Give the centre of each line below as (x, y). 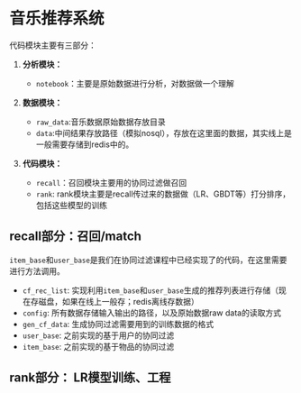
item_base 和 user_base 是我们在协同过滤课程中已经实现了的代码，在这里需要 (148, 260)
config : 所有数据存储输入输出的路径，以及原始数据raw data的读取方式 (152, 313)
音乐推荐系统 (57, 18)
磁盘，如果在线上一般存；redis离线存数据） (119, 301)
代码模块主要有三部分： (53, 45)
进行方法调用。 (37, 270)
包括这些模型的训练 (72, 205)
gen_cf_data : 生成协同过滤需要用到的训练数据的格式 (118, 324)
